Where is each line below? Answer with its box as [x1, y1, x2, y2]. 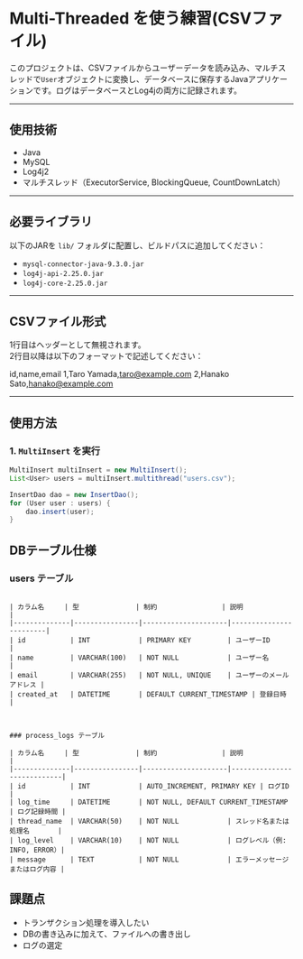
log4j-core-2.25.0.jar [22, 279, 108, 288]
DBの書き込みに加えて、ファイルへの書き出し [22, 928, 191, 939]
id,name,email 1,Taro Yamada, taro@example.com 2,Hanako [9, 369, 230, 380]
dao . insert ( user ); [25, 507, 95, 516]
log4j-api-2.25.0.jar [22, 269, 104, 278]
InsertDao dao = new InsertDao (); [9, 490, 140, 499]
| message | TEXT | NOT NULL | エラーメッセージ [9, 855, 289, 864]
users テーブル [9, 572, 74, 585]
